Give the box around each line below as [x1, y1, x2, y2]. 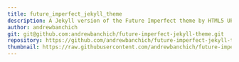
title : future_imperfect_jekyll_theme [7, 10, 122, 18]
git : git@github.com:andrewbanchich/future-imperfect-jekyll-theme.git [7, 30, 224, 38]
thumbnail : [7, 43, 40, 51]
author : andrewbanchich [7, 24, 78, 31]
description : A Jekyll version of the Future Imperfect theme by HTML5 [7, 17, 224, 24]
